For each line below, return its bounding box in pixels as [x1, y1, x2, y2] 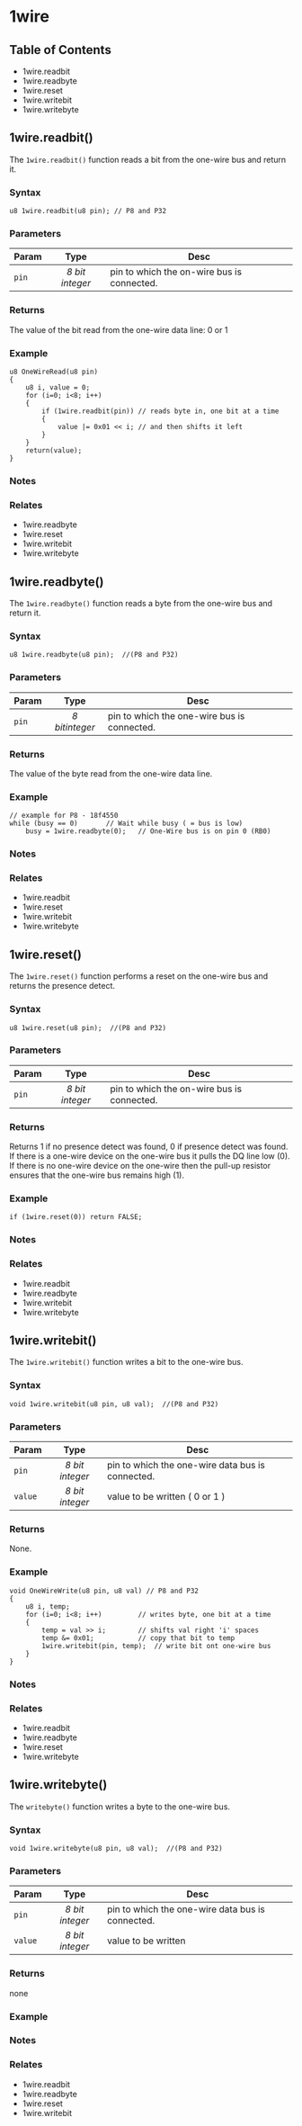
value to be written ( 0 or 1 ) [106, 1491, 226, 1503]
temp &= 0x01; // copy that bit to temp [41, 1633, 235, 1643]
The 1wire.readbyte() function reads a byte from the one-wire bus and [9, 598, 272, 609]
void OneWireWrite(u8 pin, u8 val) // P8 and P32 [9, 1586, 200, 1595]
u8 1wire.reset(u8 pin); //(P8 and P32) [9, 1023, 167, 1032]
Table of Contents [9, 42, 112, 58]
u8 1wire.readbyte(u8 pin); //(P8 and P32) [9, 650, 179, 659]
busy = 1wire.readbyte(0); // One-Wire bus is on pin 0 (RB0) [25, 827, 271, 836]
